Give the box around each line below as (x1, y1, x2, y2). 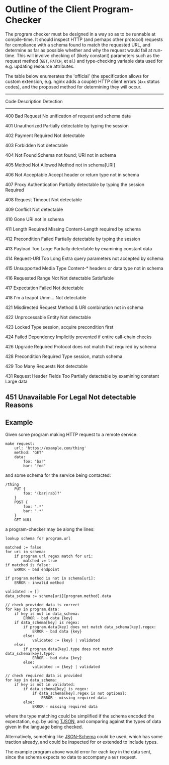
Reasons (5, 401, 33, 410)
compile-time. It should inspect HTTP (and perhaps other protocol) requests (5, 36, 163, 42)
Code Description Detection (5, 98, 63, 104)
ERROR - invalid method (14, 580, 64, 586)
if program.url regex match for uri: (14, 554, 94, 559)
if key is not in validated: (14, 682, 75, 687)
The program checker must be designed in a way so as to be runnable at (5, 31, 156, 37)
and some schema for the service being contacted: (5, 472, 111, 478)
